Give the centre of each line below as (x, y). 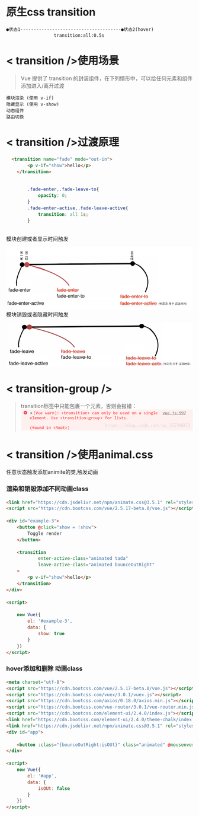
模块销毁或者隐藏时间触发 (37, 314)
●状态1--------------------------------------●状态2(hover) (80, 29)
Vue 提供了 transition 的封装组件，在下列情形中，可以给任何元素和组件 (107, 78)
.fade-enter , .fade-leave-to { (63, 189)
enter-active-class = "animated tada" (83, 559)
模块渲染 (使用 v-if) (30, 98)
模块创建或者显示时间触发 (37, 239)
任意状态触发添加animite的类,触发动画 (52, 472)
